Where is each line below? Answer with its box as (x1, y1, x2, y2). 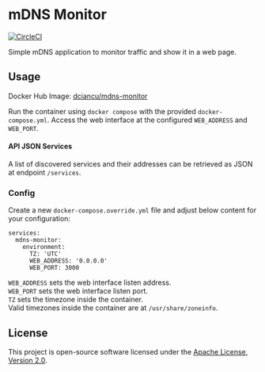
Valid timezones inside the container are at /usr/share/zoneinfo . (8, 303, 218, 313)
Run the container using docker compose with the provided (8, 106, 196, 116)
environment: (22, 244, 66, 251)
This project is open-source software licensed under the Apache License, (8, 347, 248, 357)
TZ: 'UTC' (28, 250, 62, 259)
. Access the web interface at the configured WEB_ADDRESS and (47, 115, 248, 125)
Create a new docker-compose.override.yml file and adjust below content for (8, 205, 257, 215)
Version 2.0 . (8, 355, 47, 366)
